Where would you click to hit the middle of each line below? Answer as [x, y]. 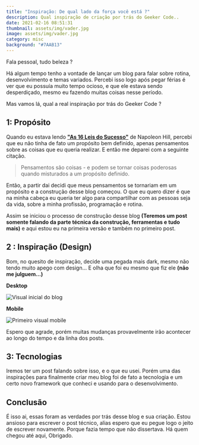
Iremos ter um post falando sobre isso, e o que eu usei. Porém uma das [94, 371]
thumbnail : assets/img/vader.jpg [48, 28]
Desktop [17, 286]
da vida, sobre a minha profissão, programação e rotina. [75, 204]
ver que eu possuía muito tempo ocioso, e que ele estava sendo [84, 86]
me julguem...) [25, 274]
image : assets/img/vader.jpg [42, 34]
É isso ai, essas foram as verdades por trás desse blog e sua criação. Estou [99, 416]
